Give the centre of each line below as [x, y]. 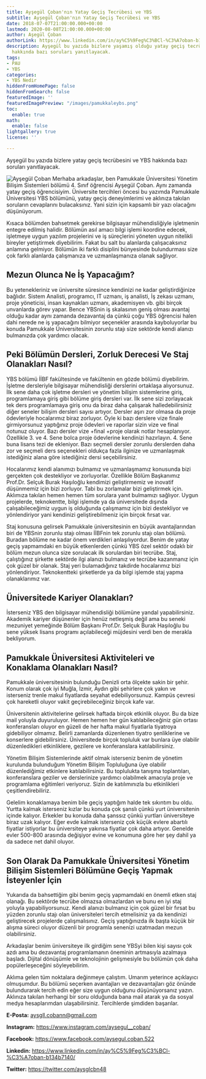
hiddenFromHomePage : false [41, 86]
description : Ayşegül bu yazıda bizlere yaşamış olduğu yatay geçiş [96, 47]
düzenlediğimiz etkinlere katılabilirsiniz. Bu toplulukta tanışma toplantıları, [99, 771]
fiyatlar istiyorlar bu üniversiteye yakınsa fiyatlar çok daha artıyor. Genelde [100, 829]
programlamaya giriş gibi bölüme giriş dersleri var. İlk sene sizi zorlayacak [100, 398]
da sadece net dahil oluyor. [40, 842]
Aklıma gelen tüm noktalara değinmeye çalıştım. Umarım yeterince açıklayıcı [102, 977]
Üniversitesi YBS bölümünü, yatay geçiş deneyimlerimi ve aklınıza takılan [98, 198]
